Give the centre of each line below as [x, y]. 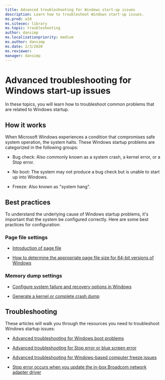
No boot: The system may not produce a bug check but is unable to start [86, 172]
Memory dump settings [34, 276]
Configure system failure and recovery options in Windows [72, 287]
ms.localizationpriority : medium [39, 38]
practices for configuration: [33, 224]
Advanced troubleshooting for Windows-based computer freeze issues [84, 358]
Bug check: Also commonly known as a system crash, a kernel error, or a [86, 157]
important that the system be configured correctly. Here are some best [77, 219]
